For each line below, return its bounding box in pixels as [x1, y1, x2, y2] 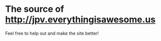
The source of [5, 3, 64, 15]
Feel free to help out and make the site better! [5, 30, 99, 36]
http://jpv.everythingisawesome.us [5, 14, 156, 25]
